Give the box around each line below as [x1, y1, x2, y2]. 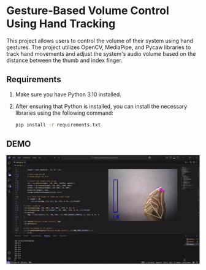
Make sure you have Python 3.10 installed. [15, 90, 121, 98]
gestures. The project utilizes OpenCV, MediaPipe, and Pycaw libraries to [6, 44, 191, 51]
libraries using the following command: [15, 109, 113, 117]
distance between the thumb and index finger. [6, 56, 123, 64]
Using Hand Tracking [6, 17, 116, 31]
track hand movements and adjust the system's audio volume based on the [6, 50, 196, 57]
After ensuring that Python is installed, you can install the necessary [15, 102, 188, 110]
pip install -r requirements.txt [15, 121, 101, 128]
